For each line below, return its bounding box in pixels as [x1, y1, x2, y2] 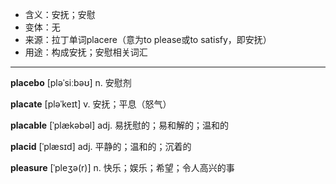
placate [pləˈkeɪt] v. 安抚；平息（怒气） [10, 98, 172, 110]
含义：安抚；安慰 [24, 9, 96, 20]
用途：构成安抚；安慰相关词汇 [24, 46, 148, 58]
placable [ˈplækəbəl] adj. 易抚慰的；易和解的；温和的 [10, 119, 230, 131]
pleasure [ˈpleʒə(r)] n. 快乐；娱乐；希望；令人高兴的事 [10, 162, 235, 173]
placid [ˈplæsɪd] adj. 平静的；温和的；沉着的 [10, 141, 192, 152]
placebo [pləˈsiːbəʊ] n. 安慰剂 [10, 77, 132, 88]
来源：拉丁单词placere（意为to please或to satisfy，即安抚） [24, 34, 272, 45]
